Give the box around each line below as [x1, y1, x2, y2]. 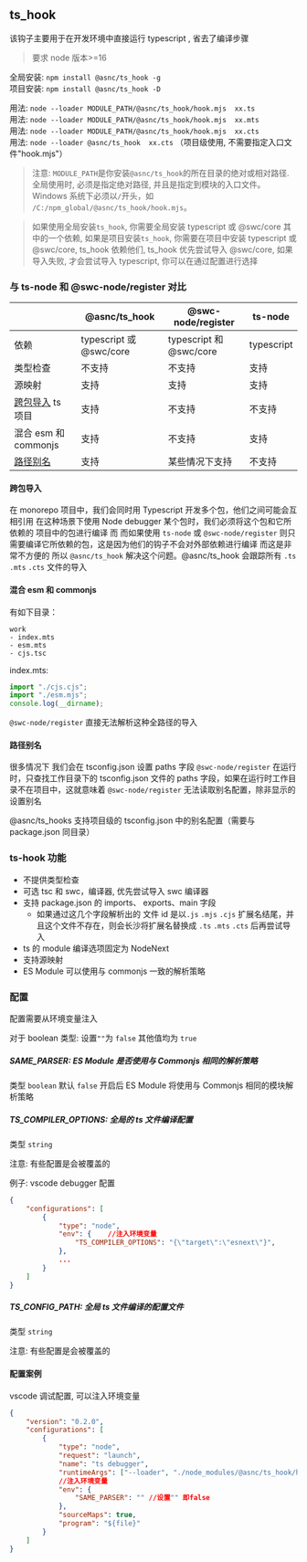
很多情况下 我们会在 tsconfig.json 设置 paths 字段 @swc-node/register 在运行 [9, 762, 297, 773]
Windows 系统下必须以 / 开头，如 [31, 190, 153, 201]
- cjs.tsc [9, 649, 48, 658]
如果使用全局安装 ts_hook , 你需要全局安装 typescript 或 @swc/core [31, 221, 281, 232]
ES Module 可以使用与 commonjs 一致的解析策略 [22, 966, 206, 976]
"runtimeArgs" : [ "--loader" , [58, 1468, 170, 1477]
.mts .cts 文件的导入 [9, 562, 88, 573]
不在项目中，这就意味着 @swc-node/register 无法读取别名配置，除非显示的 [16, 785, 296, 796]
